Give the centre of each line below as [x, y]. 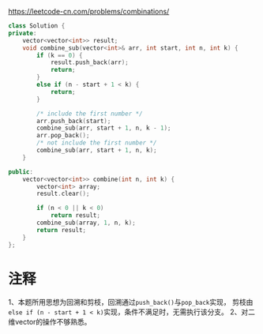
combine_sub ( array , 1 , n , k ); [86, 223]
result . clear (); [63, 194]
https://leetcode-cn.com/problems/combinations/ [89, 11]
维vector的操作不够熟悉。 [50, 322]
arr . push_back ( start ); [74, 121]
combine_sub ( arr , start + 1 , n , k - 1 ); [104, 128]
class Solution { [37, 26]
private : [23, 33]
